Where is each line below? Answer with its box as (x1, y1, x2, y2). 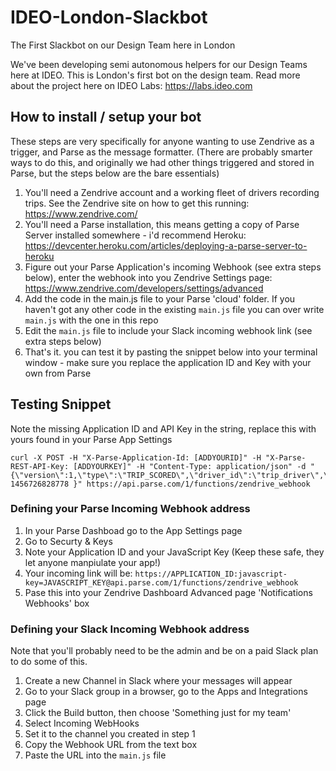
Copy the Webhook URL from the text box (24, 739, 198, 751)
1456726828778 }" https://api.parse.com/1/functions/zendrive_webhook (10, 479, 311, 489)
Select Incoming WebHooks (24, 717, 140, 730)
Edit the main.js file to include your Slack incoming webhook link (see (24, 324, 313, 336)
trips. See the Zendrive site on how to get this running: (24, 197, 250, 209)
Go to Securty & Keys (24, 535, 113, 547)
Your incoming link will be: (24, 567, 133, 579)
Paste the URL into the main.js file (24, 749, 167, 761)
